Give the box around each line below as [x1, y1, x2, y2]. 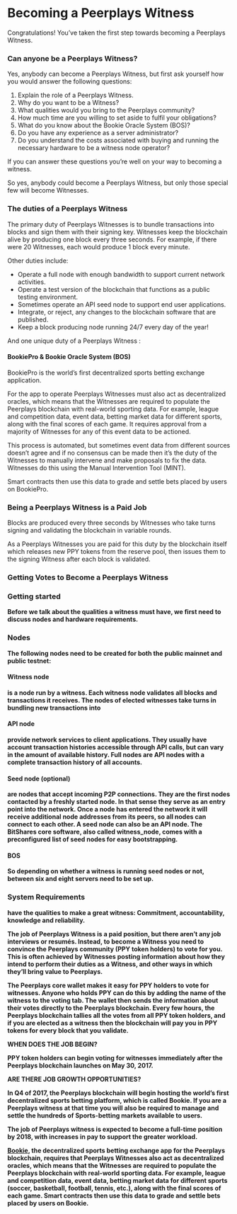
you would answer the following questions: [7, 77, 132, 86]
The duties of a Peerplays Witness [7, 204, 128, 214]
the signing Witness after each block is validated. [7, 555, 151, 564]
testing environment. [17, 293, 79, 301]
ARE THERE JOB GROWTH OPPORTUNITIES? [7, 1074, 141, 1083]
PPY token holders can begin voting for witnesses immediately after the [7, 1053, 223, 1062]
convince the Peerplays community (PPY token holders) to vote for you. [7, 944, 223, 953]
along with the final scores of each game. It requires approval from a [7, 419, 207, 428]
